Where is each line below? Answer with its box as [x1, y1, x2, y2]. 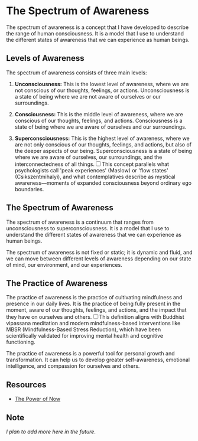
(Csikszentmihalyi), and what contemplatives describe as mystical [14, 173, 176, 180]
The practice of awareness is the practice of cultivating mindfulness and [6, 294, 183, 301]
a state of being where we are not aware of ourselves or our [14, 93, 161, 100]
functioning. [6, 338, 35, 346]
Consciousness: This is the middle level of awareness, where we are [14, 110, 183, 117]
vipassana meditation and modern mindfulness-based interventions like [6, 320, 181, 327]
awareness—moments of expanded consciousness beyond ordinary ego [14, 179, 192, 187]
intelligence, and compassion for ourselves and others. [6, 362, 140, 370]
